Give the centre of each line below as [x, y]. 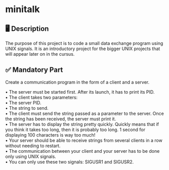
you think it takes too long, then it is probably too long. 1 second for [75, 130]
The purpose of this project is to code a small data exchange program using [84, 43]
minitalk [23, 9]
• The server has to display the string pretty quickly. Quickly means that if [82, 124]
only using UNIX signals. [31, 156]
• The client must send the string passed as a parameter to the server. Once [85, 113]
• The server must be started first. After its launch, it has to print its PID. [80, 92]
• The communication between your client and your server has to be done [82, 151]
